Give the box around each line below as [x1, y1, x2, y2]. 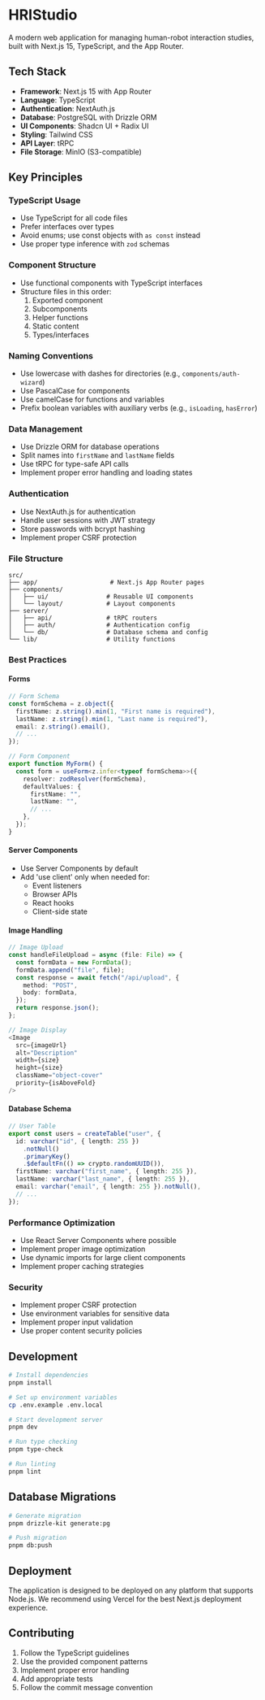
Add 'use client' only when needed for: [19, 872, 150, 881]
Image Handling [8, 925, 63, 935]
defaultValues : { [23, 782, 82, 790]
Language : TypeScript [19, 95, 96, 105]
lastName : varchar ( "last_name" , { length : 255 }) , [15, 1175, 190, 1184]
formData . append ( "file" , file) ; [15, 966, 126, 974]
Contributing [8, 1626, 75, 1640]
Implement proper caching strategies [19, 1261, 144, 1271]
